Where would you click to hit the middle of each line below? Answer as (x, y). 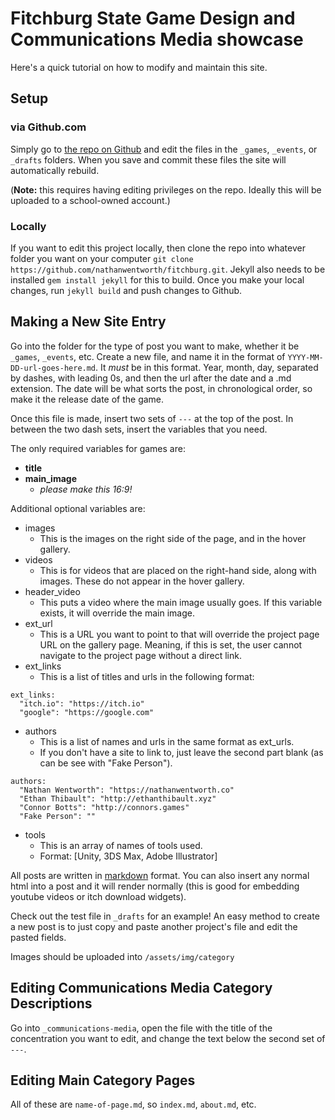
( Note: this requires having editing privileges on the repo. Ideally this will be (166, 189)
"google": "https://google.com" (87, 712)
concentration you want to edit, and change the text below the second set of (168, 1038)
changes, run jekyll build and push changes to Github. (126, 290)
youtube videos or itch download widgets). (98, 896)
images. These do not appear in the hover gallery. (142, 581)
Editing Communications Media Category (141, 988)
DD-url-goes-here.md (53, 368)
